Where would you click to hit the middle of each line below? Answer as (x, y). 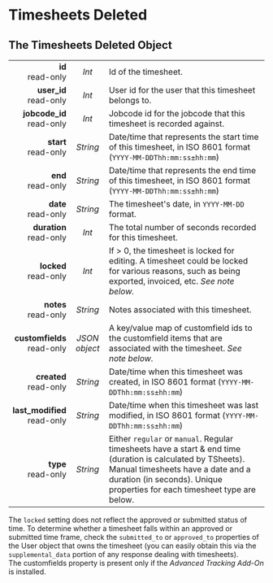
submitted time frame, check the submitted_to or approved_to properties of (134, 537)
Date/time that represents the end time (182, 170)
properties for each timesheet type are (182, 489)
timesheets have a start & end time (175, 449)
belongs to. (130, 100)
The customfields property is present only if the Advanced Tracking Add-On (136, 563)
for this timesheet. (143, 237)
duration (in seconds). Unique (166, 479)
